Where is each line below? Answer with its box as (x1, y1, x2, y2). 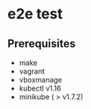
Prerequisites (7, 37, 76, 50)
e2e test (7, 5, 63, 23)
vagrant (18, 67, 45, 76)
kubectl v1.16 (18, 83, 61, 93)
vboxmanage (18, 75, 63, 84)
